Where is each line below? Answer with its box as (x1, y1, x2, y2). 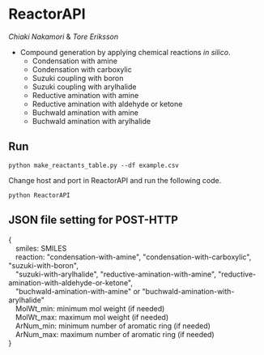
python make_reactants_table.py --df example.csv (8, 161, 180, 169)
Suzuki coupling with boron (32, 73, 124, 83)
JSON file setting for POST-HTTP (8, 213, 178, 227)
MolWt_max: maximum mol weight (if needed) (15, 312, 169, 322)
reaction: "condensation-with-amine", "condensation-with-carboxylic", (15, 252, 252, 262)
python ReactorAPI (8, 191, 70, 199)
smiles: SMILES (15, 243, 67, 253)
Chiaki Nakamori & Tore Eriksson (8, 32, 119, 41)
